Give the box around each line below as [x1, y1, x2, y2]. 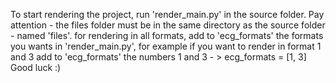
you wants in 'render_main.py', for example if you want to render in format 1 [10, 40, 322, 52]
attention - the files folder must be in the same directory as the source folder [10, 19, 326, 31]
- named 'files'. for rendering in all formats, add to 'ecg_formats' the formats [10, 30, 324, 41]
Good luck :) [10, 62, 62, 73]
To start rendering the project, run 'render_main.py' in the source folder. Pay [10, 9, 325, 20]
